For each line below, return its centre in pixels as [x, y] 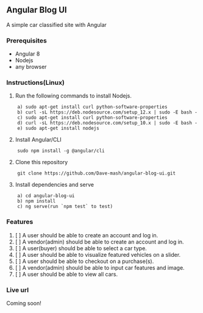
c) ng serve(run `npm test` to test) [65, 207]
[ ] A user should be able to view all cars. [66, 274]
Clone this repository [41, 162]
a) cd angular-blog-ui [46, 196]
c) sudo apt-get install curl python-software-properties [92, 118]
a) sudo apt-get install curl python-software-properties [92, 107]
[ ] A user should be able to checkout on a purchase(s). [84, 261]
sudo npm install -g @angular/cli [61, 151]
